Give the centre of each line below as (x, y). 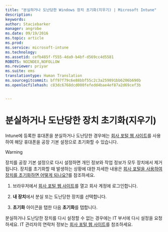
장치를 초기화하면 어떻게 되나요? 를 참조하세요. (50, 175)
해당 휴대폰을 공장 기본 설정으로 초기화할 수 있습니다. (66, 142)
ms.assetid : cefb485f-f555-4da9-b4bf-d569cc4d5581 (60, 57)
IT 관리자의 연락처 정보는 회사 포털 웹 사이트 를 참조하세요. (76, 224)
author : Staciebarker (28, 24)
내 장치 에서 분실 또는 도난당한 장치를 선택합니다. (60, 196)
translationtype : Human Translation (44, 76)
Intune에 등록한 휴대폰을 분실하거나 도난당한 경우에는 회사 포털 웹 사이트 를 (78, 135)
